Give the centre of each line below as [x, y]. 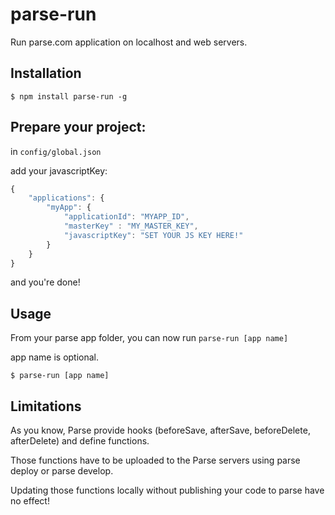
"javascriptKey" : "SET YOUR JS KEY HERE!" [153, 235]
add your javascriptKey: [59, 170]
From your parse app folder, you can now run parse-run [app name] [149, 338]
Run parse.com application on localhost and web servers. [129, 42]
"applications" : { [66, 198]
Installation [46, 73]
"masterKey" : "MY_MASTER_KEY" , [131, 226]
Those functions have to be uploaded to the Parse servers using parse [155, 460]
